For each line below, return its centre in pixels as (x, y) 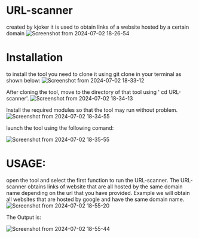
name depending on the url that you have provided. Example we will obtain (98, 193)
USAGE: (26, 164)
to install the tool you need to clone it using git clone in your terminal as (94, 74)
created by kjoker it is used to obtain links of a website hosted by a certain (98, 27)
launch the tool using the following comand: (60, 128)
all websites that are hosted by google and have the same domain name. (95, 199)
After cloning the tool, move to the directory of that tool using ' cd (87, 92)
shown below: (23, 80)
